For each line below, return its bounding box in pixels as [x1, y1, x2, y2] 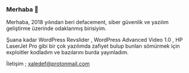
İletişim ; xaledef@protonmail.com [6, 60, 90, 67]
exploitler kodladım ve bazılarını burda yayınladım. [6, 49, 129, 56]
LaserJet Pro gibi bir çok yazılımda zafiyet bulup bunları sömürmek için [6, 42, 180, 49]
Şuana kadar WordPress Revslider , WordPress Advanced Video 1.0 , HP [6, 36, 183, 44]
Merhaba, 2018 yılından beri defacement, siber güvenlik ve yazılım [6, 19, 169, 26]
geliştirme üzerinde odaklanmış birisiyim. [6, 25, 107, 32]
